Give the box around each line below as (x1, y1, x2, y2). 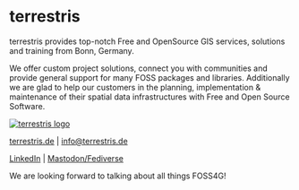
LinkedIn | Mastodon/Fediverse (9, 152, 124, 163)
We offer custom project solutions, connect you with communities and (9, 63, 269, 73)
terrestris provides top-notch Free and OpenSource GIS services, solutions (9, 36, 286, 47)
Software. (9, 100, 46, 111)
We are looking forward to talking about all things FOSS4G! (9, 170, 226, 181)
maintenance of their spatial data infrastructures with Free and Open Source (9, 91, 290, 102)
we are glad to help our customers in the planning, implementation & (9, 82, 261, 92)
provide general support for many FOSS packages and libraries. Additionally (9, 72, 290, 82)
